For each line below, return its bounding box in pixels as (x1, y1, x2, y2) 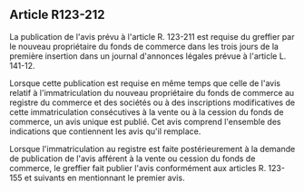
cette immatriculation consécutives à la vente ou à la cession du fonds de (9, 106, 284, 117)
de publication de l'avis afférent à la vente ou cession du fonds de (9, 153, 256, 164)
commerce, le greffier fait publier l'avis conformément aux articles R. (9, 162, 267, 173)
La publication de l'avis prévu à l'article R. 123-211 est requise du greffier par (9, 31, 295, 42)
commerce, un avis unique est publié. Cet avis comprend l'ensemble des (9, 116, 281, 127)
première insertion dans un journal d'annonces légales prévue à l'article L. (9, 50, 287, 62)
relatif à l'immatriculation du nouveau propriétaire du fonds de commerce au (9, 87, 295, 98)
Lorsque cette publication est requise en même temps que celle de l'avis (9, 77, 281, 89)
